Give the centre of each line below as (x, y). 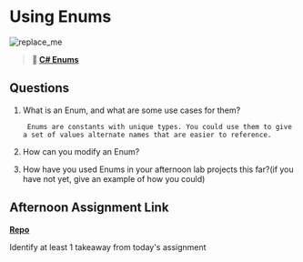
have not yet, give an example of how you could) (114, 178)
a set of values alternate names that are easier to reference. (147, 135)
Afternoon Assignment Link (89, 208)
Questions (40, 88)
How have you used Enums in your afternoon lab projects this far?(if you (158, 169)
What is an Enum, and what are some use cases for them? (131, 110)
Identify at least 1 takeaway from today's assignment (108, 247)
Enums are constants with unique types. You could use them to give (160, 126)
